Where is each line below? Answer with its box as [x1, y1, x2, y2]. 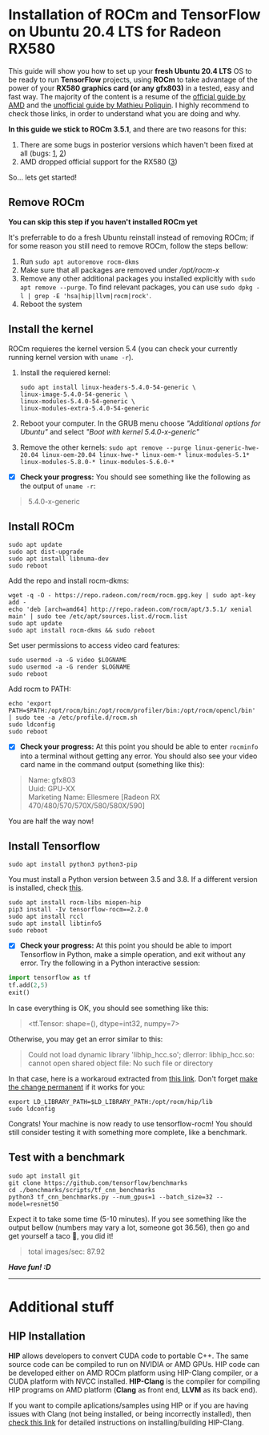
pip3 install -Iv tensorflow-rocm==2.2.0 [8, 906, 149, 914]
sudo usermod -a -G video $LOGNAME [8, 656, 127, 665]
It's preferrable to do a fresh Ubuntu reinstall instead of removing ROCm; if [8, 232, 255, 242]
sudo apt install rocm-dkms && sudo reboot [8, 627, 156, 635]
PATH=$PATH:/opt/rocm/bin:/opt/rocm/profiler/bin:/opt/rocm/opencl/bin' [8, 707, 256, 715]
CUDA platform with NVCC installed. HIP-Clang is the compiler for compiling [8, 1376, 260, 1386]
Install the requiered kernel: [19, 367, 110, 378]
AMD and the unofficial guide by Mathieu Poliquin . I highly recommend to [8, 100, 250, 110]
